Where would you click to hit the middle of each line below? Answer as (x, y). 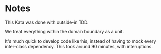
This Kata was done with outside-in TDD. (47, 22)
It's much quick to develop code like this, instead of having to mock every (80, 41)
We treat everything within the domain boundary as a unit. (65, 31)
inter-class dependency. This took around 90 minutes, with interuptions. (79, 46)
